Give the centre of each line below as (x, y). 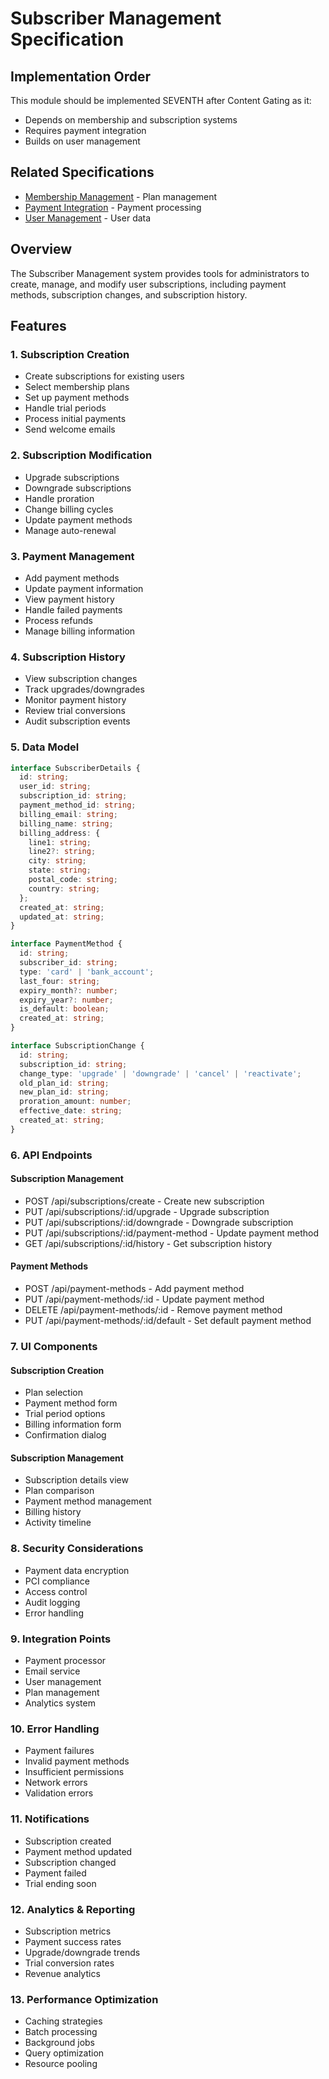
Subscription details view (76, 1480)
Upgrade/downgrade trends (82, 1952)
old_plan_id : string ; (64, 1083)
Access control (56, 1591)
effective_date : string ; (71, 1111)
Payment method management (88, 1501)
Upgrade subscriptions (72, 477)
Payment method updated (78, 1851)
